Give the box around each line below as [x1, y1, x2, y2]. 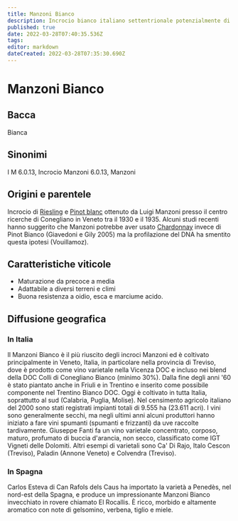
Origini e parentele [7, 188, 92, 200]
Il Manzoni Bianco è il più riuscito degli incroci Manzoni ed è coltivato [7, 351, 210, 358]
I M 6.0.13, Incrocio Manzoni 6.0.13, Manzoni [7, 167, 136, 176]
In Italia [7, 334, 33, 344]
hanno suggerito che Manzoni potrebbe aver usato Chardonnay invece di [7, 222, 222, 231]
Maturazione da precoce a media [17, 277, 115, 286]
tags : [7, 37, 23, 44]
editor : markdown [7, 43, 59, 51]
